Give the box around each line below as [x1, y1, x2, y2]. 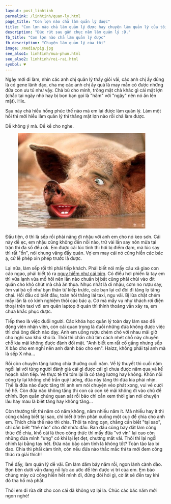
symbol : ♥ [5, 62, 26, 67]
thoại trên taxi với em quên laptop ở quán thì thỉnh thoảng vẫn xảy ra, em [5, 303, 157, 309]
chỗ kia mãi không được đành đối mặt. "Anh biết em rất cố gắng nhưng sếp [5, 340, 162, 346]
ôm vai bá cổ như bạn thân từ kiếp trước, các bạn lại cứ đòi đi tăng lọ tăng [5, 287, 160, 293]
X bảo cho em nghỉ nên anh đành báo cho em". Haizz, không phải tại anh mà [5, 345, 166, 351]
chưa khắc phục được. [5, 308, 52, 315]
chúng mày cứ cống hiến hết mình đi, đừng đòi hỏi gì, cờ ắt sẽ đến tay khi [5, 472, 159, 478]
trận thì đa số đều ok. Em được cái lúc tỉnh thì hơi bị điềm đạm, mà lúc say [5, 245, 160, 251]
